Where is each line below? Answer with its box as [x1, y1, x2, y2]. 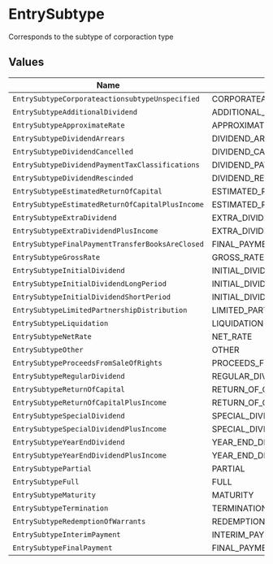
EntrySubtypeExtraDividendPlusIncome [12, 226, 158, 236]
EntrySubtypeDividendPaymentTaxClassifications [12, 160, 201, 169]
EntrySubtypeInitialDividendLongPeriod [12, 279, 167, 289]
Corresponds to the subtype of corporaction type [8, 32, 174, 41]
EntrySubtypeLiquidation [12, 319, 109, 328]
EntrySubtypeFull [12, 477, 80, 486]
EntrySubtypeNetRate [12, 332, 92, 341]
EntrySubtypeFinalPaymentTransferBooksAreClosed [12, 239, 205, 249]
